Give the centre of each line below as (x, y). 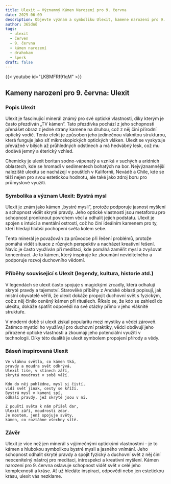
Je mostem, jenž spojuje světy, (40, 415)
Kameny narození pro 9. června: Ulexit (67, 93)
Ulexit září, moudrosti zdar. (38, 411)
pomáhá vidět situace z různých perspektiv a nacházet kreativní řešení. (80, 244)
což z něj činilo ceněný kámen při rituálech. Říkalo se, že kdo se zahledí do (84, 301)
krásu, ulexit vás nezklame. (34, 476)
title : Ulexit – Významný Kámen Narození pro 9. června (66, 10)
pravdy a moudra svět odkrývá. (39, 366)
